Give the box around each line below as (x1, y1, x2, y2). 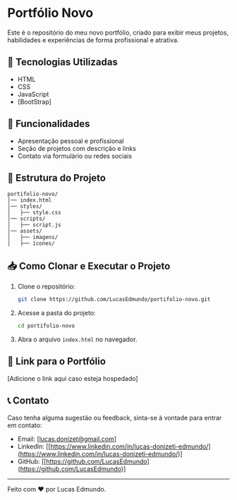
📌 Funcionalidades (7, 118, 90, 130)
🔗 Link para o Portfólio (7, 355, 106, 367)
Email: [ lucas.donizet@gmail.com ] (17, 434, 117, 443)
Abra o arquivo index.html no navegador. (17, 335, 138, 343)
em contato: (7, 421, 42, 429)
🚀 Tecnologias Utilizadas (7, 56, 118, 68)
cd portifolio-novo (17, 322, 75, 329)
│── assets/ (7, 228, 42, 235)
